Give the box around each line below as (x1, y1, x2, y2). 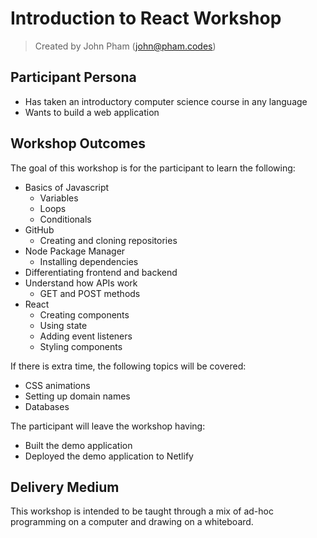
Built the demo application (24, 439, 133, 451)
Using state (39, 319, 88, 331)
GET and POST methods (39, 287, 141, 299)
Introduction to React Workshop (10, 7, 282, 30)
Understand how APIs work (24, 277, 138, 289)
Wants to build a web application (24, 106, 160, 118)
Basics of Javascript (24, 181, 110, 193)
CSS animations (24, 379, 91, 391)
